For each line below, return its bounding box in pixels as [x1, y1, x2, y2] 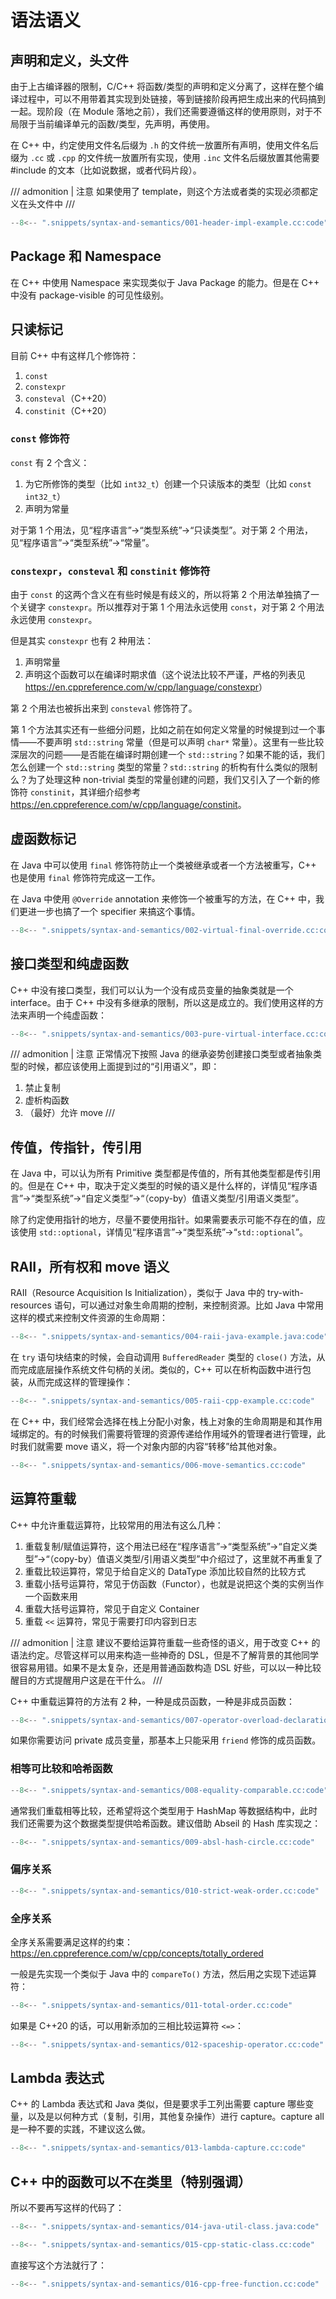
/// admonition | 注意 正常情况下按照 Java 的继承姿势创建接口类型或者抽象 [10, 1048, 314, 1060]
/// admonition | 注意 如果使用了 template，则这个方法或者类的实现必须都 [10, 186, 310, 197]
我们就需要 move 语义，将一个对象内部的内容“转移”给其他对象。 [18, 1440, 283, 1452]
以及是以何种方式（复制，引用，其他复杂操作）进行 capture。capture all [27, 2111, 325, 2123]
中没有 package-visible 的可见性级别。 [10, 289, 170, 301]
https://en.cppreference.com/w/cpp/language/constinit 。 [10, 799, 247, 811]
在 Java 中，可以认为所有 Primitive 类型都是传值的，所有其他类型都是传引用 [10, 1167, 322, 1180]
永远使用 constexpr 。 [10, 614, 98, 626]
